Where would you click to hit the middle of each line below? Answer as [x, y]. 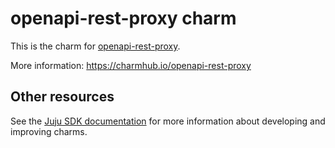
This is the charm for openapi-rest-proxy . [95, 46]
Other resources [62, 97]
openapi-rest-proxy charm [123, 18]
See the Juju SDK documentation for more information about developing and [168, 121]
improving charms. [49, 131]
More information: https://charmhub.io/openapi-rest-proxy [131, 65]
